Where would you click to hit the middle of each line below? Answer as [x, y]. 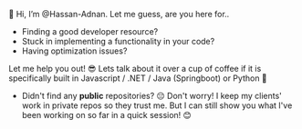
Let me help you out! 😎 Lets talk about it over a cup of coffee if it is [135, 69]
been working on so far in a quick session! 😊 [107, 115]
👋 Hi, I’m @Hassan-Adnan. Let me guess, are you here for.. [119, 14]
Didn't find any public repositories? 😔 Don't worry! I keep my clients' [151, 96]
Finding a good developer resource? [90, 31]
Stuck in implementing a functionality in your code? [118, 41]
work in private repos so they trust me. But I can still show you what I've [157, 105]
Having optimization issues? [74, 51]
